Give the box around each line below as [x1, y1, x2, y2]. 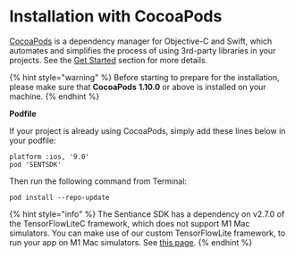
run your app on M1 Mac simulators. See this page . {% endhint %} [9, 236, 253, 247]
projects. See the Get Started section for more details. [9, 54, 208, 65]
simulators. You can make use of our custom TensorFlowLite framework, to [9, 228, 286, 238]
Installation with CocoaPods [9, 6, 223, 27]
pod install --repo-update [9, 193, 110, 202]
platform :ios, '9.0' [9, 152, 90, 162]
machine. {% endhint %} [9, 91, 100, 102]
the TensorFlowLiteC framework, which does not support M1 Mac [9, 218, 250, 228]
